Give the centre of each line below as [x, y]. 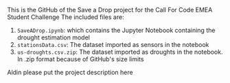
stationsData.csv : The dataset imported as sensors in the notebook [113, 45]
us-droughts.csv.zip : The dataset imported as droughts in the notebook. [120, 52]
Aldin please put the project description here [70, 72]
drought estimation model [54, 37]
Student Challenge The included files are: [66, 17]
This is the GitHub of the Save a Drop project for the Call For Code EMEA [110, 10]
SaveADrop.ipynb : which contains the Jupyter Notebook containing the [116, 30]
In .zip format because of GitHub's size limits [80, 59]
